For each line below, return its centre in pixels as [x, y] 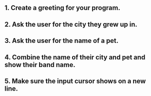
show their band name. [40, 65]
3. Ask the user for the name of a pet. [62, 41]
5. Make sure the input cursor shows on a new [75, 81]
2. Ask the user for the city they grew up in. [71, 24]
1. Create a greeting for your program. [62, 8]
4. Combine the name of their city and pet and [75, 57]
